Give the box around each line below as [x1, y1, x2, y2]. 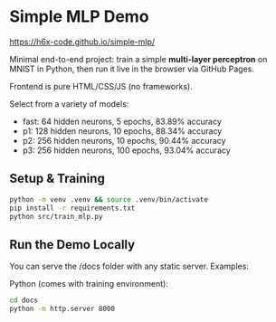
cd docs [9, 296, 39, 305]
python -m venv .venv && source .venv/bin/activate [9, 194, 208, 204]
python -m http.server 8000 [9, 305, 116, 314]
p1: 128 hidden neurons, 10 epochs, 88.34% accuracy [22, 125, 223, 137]
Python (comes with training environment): [9, 279, 169, 289]
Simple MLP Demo [9, 6, 149, 27]
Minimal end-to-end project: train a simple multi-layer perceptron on [9, 53, 268, 64]
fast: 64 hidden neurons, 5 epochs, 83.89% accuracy [22, 116, 222, 127]
